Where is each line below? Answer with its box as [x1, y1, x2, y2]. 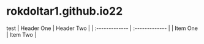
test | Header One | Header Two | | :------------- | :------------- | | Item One [6, 24, 198, 32]
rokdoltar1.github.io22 [6, 4, 123, 18]
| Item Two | [6, 31, 37, 38]
